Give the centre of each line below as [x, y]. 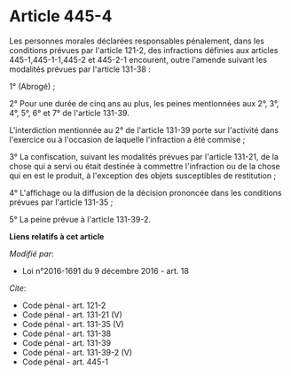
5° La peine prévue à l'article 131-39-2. [80, 219]
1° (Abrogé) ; [32, 86]
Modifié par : [32, 254]
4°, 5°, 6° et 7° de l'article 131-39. [70, 113]
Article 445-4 [61, 16]
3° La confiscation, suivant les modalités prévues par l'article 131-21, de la [144, 156]
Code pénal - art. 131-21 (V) [72, 314]
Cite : [18, 288]
